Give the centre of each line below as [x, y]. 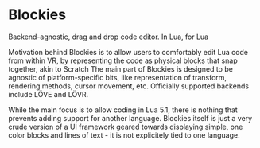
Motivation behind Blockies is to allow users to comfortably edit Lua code [128, 52]
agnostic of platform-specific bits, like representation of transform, [118, 77]
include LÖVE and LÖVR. [49, 94]
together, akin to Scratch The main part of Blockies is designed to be [120, 68]
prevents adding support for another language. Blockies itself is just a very [130, 118]
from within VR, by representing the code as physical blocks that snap [123, 60]
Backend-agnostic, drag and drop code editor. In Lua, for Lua [109, 37]
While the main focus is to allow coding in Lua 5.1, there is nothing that [123, 110]
